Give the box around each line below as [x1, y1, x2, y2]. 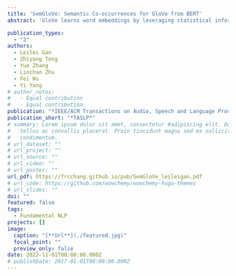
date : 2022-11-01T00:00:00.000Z [7, 251, 102, 258]
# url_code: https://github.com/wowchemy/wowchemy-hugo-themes [7, 180, 197, 187]
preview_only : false [13, 245, 74, 252]
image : [7, 225, 27, 232]
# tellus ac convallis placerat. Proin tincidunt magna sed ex [7, 127, 202, 134]
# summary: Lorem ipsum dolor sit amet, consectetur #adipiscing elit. [7, 121, 221, 128]
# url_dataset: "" [7, 140, 61, 147]
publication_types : [7, 29, 65, 37]
